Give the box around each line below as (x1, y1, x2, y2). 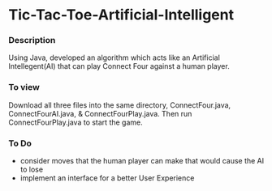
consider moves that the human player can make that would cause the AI (19, 156, 265, 166)
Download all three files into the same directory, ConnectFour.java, (8, 100, 231, 110)
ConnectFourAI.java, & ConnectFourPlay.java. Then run (8, 108, 192, 118)
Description (8, 35, 56, 46)
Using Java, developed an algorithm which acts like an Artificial (8, 53, 221, 62)
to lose (19, 164, 43, 175)
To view (8, 82, 41, 93)
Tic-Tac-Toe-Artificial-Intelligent (8, 6, 234, 24)
